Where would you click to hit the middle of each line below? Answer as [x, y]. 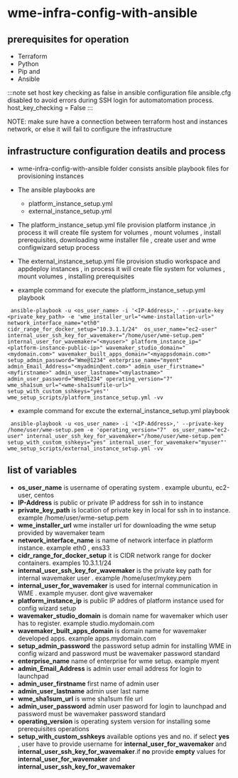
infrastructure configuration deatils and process [117, 152]
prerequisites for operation [68, 39]
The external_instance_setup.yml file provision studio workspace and [119, 261]
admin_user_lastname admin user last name [83, 691]
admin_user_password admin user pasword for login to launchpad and [122, 706]
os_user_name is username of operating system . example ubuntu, [116, 487]
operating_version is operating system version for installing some [114, 721]
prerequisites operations [54, 728]
